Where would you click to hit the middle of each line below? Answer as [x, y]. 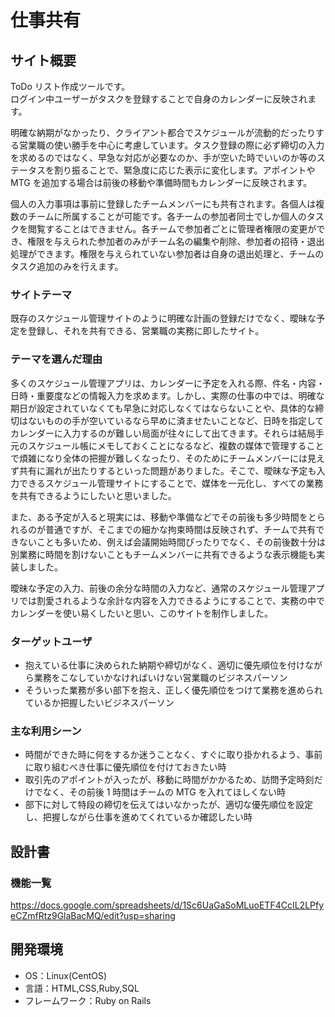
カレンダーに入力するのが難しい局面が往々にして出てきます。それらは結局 [163, 433]
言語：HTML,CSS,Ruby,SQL [82, 988]
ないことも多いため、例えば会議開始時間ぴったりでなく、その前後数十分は [172, 542]
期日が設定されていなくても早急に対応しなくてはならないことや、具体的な [163, 408]
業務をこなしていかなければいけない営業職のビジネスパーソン [160, 677]
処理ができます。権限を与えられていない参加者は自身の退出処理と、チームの [167, 254]
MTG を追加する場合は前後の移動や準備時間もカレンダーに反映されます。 [161, 182]
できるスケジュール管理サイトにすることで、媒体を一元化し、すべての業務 [171, 483]
